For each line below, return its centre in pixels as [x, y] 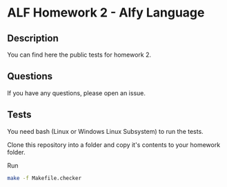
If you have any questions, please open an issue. [77, 93]
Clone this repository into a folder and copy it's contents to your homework [114, 145]
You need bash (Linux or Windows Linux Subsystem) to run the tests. [105, 131]
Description [33, 38]
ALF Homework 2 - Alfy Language [106, 13]
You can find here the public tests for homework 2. [79, 55]
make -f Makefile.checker [44, 178]
